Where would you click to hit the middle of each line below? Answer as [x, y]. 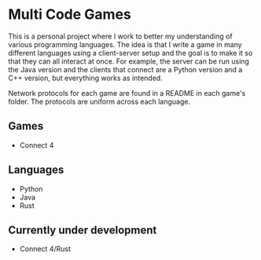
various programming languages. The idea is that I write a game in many [125, 44]
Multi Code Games [70, 15]
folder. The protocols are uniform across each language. [99, 101]
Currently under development [83, 230]
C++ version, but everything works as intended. [85, 78]
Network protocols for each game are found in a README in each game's [127, 93]
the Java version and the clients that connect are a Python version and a [125, 69]
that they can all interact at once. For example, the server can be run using [129, 61]
